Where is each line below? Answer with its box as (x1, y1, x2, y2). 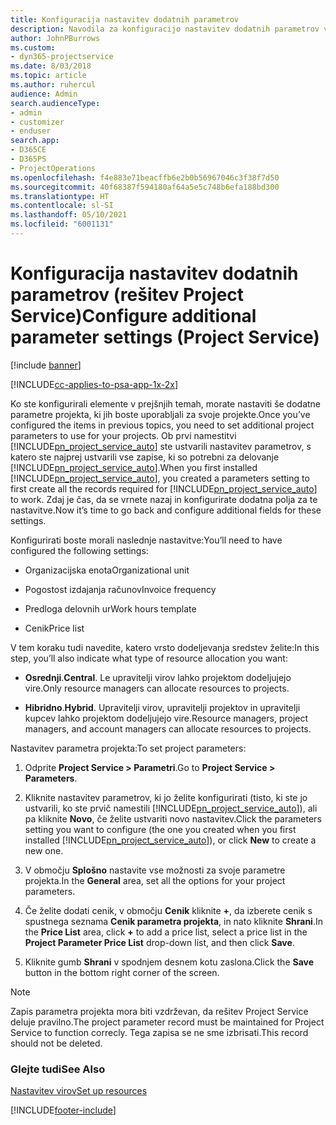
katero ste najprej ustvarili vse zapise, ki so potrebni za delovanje (10, 451, 280, 463)
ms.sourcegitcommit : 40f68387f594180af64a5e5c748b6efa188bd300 (10, 182, 280, 192)
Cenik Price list (24, 622, 85, 634)
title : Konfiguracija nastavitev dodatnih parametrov (10, 14, 240, 25)
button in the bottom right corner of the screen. (24, 966, 220, 978)
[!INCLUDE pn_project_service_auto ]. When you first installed (10, 461, 258, 473)
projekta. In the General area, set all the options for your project (24, 874, 286, 886)
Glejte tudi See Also (10, 1062, 106, 1076)
